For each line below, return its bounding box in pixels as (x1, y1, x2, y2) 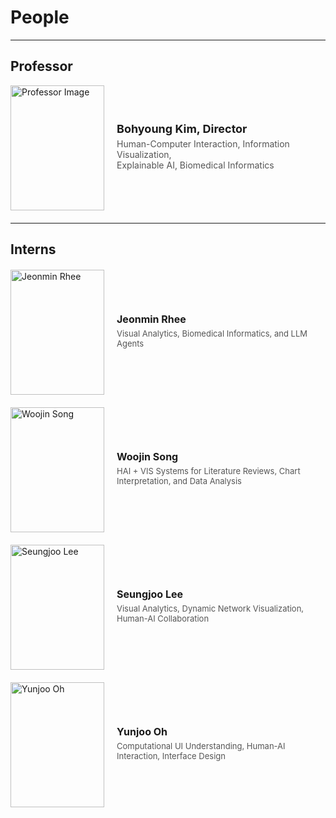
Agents (116, 338, 145, 350)
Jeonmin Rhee (116, 312, 187, 326)
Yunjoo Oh (116, 725, 168, 739)
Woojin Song (116, 450, 179, 464)
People (10, 6, 70, 29)
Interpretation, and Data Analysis (116, 476, 242, 487)
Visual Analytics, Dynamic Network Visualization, (116, 603, 305, 615)
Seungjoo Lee (116, 587, 184, 601)
